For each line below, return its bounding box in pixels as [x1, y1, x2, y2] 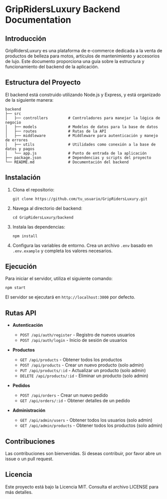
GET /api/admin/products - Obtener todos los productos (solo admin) [20, 422, 163, 429]
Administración [12, 407, 46, 413]
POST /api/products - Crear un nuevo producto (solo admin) [20, 362, 144, 368]
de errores [5, 137, 28, 142]
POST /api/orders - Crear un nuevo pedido [20, 392, 108, 398]
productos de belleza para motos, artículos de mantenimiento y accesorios [5, 53, 160, 59]
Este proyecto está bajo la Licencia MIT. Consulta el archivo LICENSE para [5, 483, 159, 489]
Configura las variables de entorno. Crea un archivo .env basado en [12, 242, 153, 248]
